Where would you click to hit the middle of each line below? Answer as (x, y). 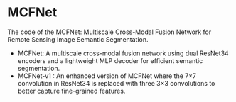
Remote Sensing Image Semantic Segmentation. (78, 39)
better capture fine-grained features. (71, 91)
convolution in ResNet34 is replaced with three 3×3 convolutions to (116, 83)
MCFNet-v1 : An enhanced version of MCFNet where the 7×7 (107, 76)
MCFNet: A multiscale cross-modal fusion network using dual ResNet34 (123, 53)
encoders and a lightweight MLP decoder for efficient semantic (110, 60)
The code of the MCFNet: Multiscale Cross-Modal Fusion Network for (109, 32)
